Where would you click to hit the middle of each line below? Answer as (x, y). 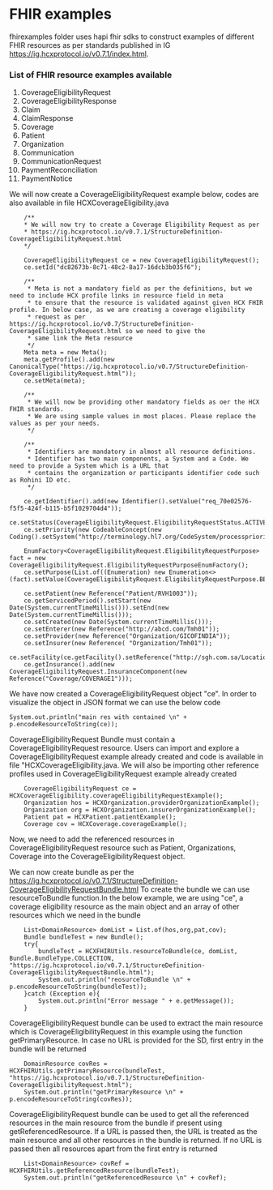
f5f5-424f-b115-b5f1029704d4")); (66, 509)
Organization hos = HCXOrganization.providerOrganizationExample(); (142, 803)
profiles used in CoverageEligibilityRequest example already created (123, 774)
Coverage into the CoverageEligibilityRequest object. (97, 857)
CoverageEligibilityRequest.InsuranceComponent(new (98, 672)
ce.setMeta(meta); (55, 381)
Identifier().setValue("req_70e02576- (187, 502)
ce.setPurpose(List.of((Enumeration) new (94, 572)
